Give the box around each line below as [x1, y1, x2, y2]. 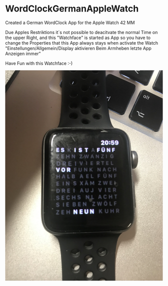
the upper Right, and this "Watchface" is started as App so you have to [5, 35, 151, 41]
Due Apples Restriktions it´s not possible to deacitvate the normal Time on [5, 29, 158, 35]
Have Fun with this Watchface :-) [5, 60, 73, 66]
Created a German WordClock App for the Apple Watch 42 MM [5, 20, 135, 26]
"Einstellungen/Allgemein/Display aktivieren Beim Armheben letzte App [5, 45, 151, 51]
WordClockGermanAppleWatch [5, 3, 139, 15]
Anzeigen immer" [5, 51, 41, 57]
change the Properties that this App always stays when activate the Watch [5, 40, 158, 46]
